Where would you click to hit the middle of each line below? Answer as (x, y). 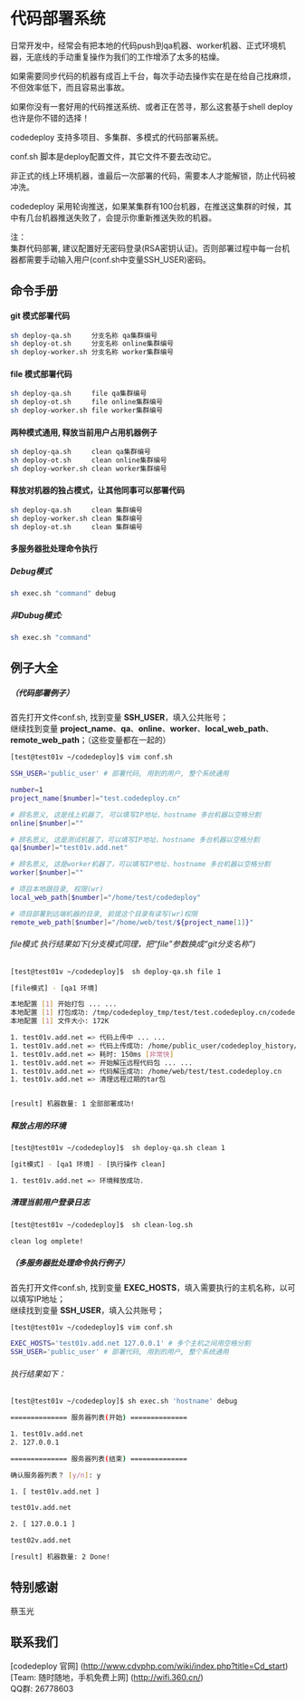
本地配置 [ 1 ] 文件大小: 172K (60, 1021)
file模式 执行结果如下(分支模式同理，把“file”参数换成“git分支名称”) (133, 944)
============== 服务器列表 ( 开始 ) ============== (99, 1418)
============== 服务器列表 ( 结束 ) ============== (99, 1459)
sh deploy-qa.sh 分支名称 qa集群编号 (84, 335)
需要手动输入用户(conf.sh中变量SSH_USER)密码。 (118, 259)
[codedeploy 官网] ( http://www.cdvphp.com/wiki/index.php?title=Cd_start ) (149, 1666)
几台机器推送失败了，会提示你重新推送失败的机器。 (121, 218)
